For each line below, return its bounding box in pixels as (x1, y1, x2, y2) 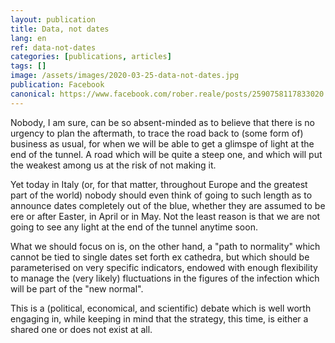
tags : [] (10, 61, 47, 71)
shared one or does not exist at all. (10, 323, 153, 335)
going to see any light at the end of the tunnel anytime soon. (10, 221, 258, 233)
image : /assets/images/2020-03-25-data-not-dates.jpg (10, 71, 240, 81)
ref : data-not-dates (10, 42, 97, 53)
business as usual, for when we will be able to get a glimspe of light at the (10, 137, 315, 150)
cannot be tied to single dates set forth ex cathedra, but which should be (10, 251, 310, 263)
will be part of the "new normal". (10, 282, 144, 295)
